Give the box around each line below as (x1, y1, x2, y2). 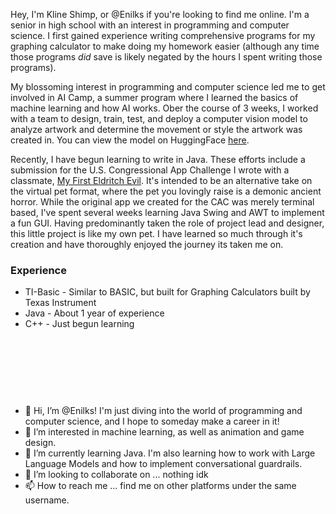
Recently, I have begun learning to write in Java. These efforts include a (10, 154, 306, 165)
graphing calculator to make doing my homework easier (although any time (10, 40, 320, 52)
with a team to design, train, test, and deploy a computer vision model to (10, 113, 308, 124)
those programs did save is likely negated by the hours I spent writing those (10, 51, 323, 63)
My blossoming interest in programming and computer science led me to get (10, 81, 326, 93)
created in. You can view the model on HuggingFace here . (10, 134, 250, 146)
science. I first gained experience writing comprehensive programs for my (10, 30, 316, 41)
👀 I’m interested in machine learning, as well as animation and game (24, 426, 305, 438)
